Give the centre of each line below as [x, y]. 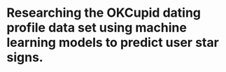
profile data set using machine [97, 28]
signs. [25, 58]
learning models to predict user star [113, 43]
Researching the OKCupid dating [104, 13]
